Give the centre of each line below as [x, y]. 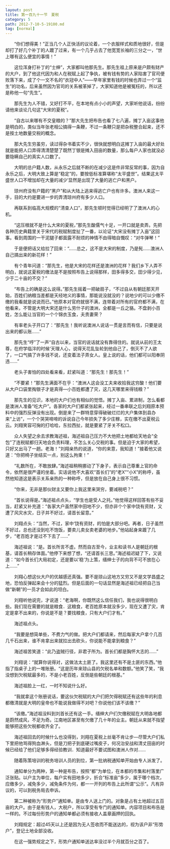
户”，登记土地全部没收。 [31, 831]
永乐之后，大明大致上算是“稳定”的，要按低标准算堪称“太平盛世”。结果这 [80, 174]
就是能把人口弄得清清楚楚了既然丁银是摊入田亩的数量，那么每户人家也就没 [83, 151]
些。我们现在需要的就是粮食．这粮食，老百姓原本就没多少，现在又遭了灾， [83, 607]
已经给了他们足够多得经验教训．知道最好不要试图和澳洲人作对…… [78, 750]
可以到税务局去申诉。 [41, 790]
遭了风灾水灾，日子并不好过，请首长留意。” [50, 513]
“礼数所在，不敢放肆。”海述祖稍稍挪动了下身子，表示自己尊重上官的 [83, 466]
